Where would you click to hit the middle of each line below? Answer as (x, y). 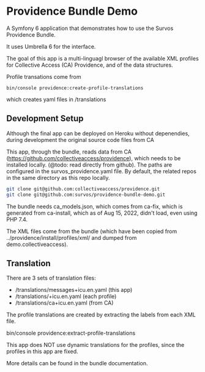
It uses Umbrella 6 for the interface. (51, 46)
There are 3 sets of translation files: (51, 278)
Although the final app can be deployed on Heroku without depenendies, (98, 133)
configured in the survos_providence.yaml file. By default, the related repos (102, 171)
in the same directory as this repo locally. (58, 177)
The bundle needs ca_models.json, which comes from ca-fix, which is (95, 206)
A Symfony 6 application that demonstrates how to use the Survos (90, 28)
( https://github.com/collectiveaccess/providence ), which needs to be (94, 158)
